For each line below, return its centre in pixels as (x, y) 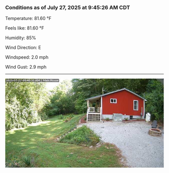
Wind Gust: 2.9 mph (26, 67)
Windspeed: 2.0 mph (27, 57)
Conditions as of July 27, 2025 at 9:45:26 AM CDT (68, 8)
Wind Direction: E (23, 48)
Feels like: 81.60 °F (25, 28)
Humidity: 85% (21, 38)
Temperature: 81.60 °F (28, 19)
